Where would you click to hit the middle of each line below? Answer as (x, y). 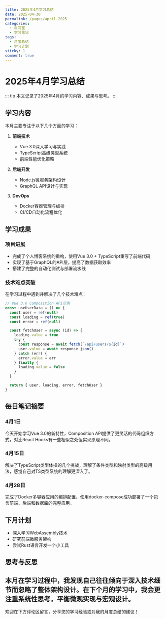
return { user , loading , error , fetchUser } (56, 385)
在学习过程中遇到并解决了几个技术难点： (46, 294)
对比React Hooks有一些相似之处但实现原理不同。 (63, 439)
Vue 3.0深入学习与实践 (43, 147)
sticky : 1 (15, 51)
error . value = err (37, 358)
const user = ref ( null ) (34, 312)
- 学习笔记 (19, 33)
